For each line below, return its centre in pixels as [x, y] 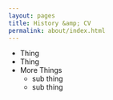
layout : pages [32, 16]
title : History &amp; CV [50, 23]
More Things [41, 70]
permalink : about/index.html [57, 30]
